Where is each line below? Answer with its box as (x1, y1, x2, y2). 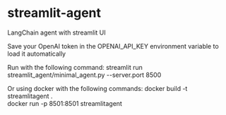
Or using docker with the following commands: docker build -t (7, 84, 188, 92)
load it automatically (7, 49, 66, 58)
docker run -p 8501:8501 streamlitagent (7, 99, 122, 107)
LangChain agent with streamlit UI (7, 28, 106, 37)
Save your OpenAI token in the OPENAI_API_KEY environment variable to (7, 42, 219, 50)
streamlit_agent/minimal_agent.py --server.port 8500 (7, 71, 162, 79)
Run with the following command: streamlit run (7, 63, 143, 71)
